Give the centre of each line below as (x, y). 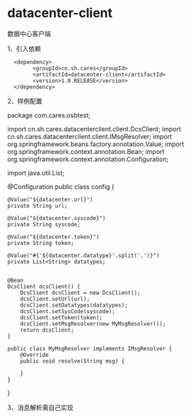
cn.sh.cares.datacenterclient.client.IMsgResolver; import (89, 136)
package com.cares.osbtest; (49, 115)
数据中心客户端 (29, 33)
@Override (35, 355)
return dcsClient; (47, 330)
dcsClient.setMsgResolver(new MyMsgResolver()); (93, 324)
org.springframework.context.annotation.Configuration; (88, 159)
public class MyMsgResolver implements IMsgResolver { (90, 348)
